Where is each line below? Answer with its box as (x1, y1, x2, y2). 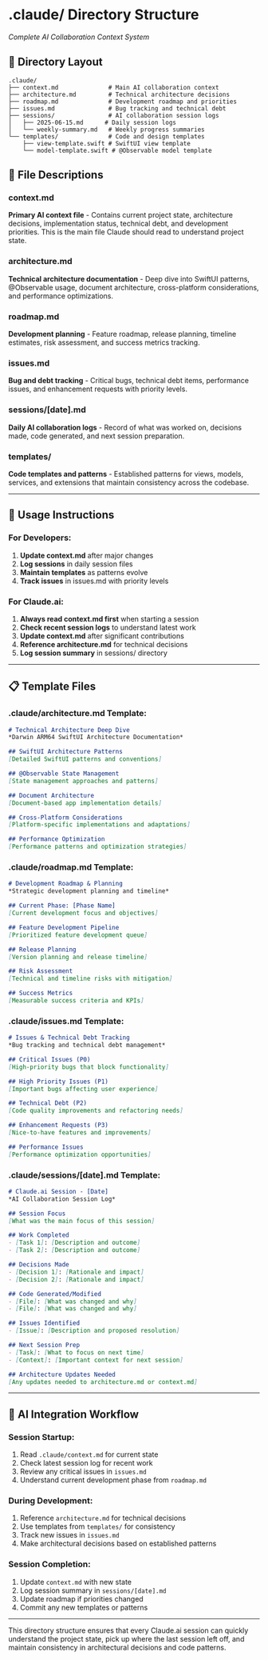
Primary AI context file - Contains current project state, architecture (8, 210, 234, 220)
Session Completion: (8, 1558, 91, 1570)
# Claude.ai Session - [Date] (8, 1187, 109, 1195)
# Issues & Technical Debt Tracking (8, 1034, 130, 1042)
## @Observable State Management (8, 770, 120, 778)
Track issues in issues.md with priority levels (19, 576, 169, 586)
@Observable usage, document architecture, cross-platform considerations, (8, 282, 259, 292)
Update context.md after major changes (19, 550, 154, 560)
